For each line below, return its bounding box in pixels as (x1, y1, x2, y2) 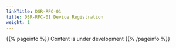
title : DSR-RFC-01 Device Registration (6, 14, 104, 20)
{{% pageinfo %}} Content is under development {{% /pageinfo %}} (6, 36, 171, 43)
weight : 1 (6, 19, 31, 25)
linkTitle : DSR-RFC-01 (6, 8, 62, 15)
